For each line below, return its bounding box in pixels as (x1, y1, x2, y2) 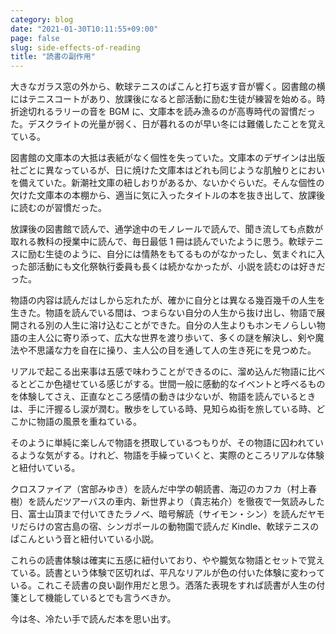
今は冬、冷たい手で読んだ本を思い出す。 (10, 613, 177, 625)
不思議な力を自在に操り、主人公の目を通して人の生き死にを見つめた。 (27, 344, 317, 356)
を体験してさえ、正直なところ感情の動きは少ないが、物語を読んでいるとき (10, 391, 317, 403)
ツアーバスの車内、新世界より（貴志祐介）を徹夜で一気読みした (62, 496, 325, 508)
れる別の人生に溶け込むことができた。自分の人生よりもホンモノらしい (27, 319, 317, 331)
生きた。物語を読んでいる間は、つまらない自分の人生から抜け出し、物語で (10, 307, 317, 319)
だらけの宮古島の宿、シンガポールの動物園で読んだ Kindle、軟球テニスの (18, 521, 320, 533)
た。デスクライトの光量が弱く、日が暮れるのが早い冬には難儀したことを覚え (10, 118, 326, 130)
